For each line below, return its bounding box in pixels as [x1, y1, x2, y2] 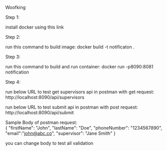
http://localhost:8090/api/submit [5, 110, 74, 115]
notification [5, 69, 29, 75]
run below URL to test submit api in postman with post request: [5, 104, 138, 110]
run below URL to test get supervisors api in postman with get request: [5, 89, 155, 95]
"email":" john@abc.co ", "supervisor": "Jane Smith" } [5, 130, 116, 136]
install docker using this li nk [5, 24, 64, 30]
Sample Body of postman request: [5, 119, 78, 125]
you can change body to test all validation [5, 140, 94, 146]
